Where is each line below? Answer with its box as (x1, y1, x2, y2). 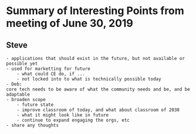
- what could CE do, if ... (16, 71, 85, 77)
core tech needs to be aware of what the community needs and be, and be (6, 86, 191, 92)
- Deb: (6, 81, 22, 87)
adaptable (6, 92, 31, 98)
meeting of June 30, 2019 (6, 16, 134, 30)
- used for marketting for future (6, 66, 91, 72)
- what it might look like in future (16, 112, 109, 118)
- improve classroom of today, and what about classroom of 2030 (16, 107, 180, 113)
